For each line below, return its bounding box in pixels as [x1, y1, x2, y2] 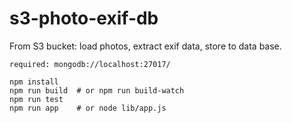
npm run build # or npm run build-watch [9, 85, 185, 96]
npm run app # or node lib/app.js [9, 103, 167, 113]
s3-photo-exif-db [9, 7, 159, 30]
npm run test [9, 94, 64, 104]
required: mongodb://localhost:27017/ [9, 59, 171, 69]
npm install [9, 77, 59, 87]
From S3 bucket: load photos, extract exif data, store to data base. [9, 40, 282, 52]
